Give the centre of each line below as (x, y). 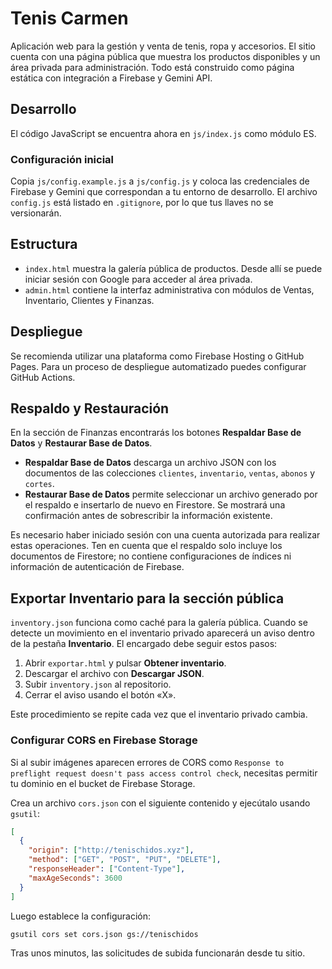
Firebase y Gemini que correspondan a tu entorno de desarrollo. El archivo (164, 192)
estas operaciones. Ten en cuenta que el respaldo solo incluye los (146, 546)
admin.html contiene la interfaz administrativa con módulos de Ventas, (169, 289)
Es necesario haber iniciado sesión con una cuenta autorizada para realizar (165, 535)
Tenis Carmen (69, 18)
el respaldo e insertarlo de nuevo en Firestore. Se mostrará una (155, 505)
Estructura (44, 244)
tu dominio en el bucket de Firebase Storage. (103, 783)
